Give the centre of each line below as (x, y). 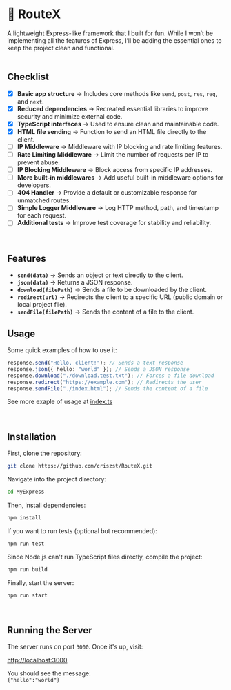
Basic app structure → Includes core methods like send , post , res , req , (117, 93)
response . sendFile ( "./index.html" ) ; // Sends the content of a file (108, 389)
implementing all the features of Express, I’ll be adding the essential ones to (114, 40)
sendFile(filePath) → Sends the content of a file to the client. (106, 312)
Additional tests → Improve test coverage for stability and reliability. (114, 223)
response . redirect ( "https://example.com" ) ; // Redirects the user (104, 382)
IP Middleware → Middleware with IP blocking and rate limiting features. (120, 147)
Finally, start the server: (41, 582)
